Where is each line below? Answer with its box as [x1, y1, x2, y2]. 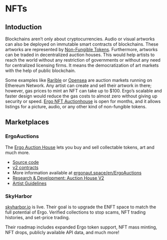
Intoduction [5, 23, 42, 31]
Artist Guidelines [12, 180, 47, 186]
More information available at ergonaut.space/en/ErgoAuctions [12, 169, 142, 175]
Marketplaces [5, 118, 49, 127]
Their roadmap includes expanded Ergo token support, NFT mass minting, [5, 224, 158, 230]
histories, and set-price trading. [5, 214, 70, 220]
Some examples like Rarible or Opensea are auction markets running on [5, 78, 153, 83]
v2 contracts [12, 164, 39, 170]
